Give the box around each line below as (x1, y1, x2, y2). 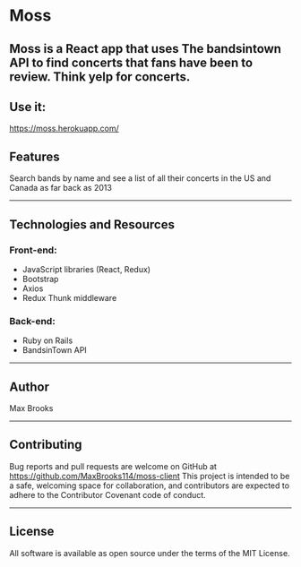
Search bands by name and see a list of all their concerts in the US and (9, 173, 271, 184)
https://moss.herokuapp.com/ (9, 123, 119, 134)
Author (9, 379, 49, 394)
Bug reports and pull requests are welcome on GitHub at (9, 460, 218, 471)
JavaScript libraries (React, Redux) (21, 263, 150, 274)
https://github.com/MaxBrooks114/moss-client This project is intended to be (9, 470, 290, 481)
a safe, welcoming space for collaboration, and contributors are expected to (9, 480, 289, 491)
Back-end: (9, 314, 56, 327)
